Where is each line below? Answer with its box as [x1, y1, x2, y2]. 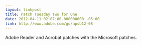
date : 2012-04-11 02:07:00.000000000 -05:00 [5, 16, 100, 21]
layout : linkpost [5, 7, 42, 12]
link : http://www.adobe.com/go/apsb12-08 [5, 21, 93, 26]
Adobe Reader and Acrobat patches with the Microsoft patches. [5, 35, 137, 41]
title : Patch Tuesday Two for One [5, 12, 78, 17]
